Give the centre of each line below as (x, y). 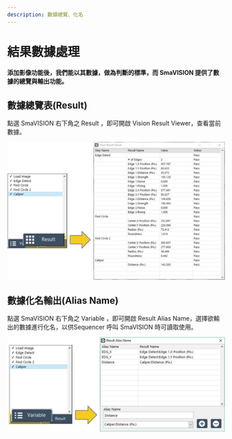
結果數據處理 (44, 52)
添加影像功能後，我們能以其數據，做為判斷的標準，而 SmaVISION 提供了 (110, 73)
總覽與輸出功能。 (43, 81)
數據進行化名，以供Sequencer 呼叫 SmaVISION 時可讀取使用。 (108, 327)
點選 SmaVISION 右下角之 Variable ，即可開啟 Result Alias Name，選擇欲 (110, 319)
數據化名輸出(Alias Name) (63, 301)
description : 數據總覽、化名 (46, 15)
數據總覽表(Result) (47, 105)
